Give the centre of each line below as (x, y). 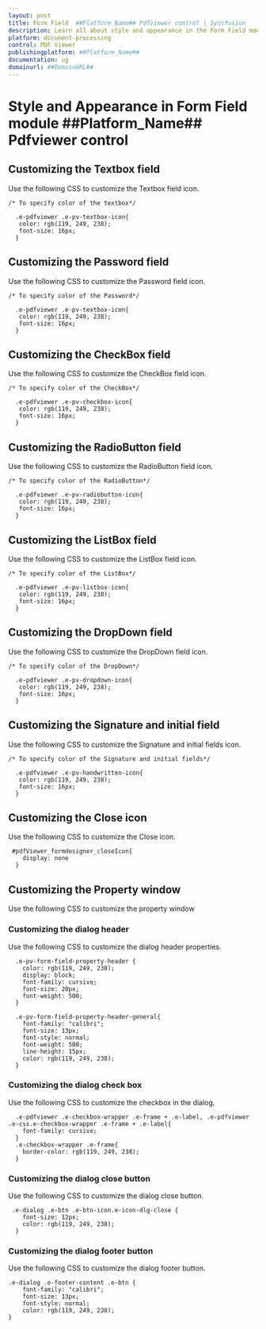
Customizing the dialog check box (75, 1085)
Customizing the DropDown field (90, 633)
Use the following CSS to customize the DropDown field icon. (108, 651)
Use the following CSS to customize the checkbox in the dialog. (112, 1102)
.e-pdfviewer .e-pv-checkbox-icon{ (74, 402)
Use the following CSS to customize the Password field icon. (107, 281)
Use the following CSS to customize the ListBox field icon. (103, 559)
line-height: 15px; (55, 1051)
